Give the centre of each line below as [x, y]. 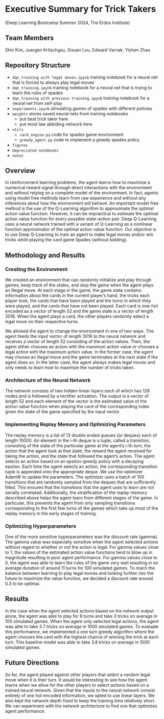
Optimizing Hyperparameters [41, 526]
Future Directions [32, 663]
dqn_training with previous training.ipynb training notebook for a [81, 98]
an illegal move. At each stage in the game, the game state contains [73, 290]
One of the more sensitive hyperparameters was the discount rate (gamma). [82, 537]
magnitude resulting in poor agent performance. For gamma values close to [81, 557]
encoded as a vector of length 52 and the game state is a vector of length [79, 311]
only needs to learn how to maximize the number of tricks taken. [70, 368]
